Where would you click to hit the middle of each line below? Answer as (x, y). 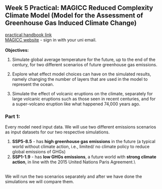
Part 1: (13, 116)
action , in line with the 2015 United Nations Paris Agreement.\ (74, 162)
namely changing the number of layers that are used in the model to (80, 79)
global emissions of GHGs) (39, 152)
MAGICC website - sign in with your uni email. (51, 40)
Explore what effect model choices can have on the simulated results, (81, 74)
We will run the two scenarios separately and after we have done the (73, 176)
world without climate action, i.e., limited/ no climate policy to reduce (81, 146)
